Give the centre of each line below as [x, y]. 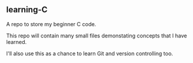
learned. [16, 42]
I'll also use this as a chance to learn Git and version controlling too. [90, 53]
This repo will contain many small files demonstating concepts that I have [97, 36]
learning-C [27, 10]
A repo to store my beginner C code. [51, 24]
